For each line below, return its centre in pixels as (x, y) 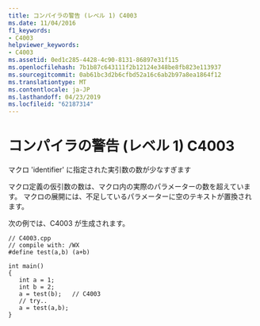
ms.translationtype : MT (48, 82)
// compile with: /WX (44, 246)
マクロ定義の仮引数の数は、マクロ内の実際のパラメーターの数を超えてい (126, 187)
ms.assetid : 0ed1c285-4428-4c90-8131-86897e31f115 (94, 60)
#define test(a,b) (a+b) (49, 252)
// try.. (33, 301)
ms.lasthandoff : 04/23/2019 (55, 97)
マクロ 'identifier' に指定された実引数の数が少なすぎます (100, 170)
